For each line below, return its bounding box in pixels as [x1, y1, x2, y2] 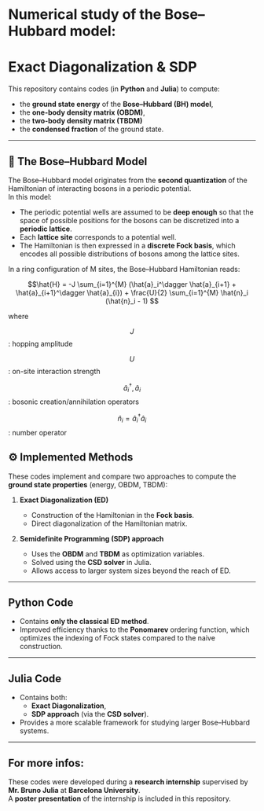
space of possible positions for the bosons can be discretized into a [19, 215, 240, 225]
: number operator [8, 428, 68, 437]
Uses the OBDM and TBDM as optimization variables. [31, 549, 205, 559]
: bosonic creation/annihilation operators [8, 397, 140, 406]
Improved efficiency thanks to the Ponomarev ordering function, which [19, 625, 250, 634]
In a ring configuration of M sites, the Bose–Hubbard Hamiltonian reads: [8, 264, 240, 273]
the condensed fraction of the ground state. [19, 124, 164, 134]
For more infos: [8, 756, 85, 769]
